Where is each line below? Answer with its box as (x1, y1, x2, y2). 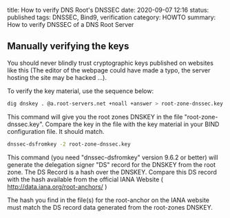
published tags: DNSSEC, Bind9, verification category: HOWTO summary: (7, 13, 216, 21)
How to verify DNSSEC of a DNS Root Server (7, 21, 134, 28)
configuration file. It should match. (7, 127, 105, 135)
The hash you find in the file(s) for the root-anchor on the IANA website (7, 196, 210, 204)
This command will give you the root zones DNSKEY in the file (7, 112, 183, 121)
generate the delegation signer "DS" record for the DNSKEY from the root (7, 160, 216, 168)
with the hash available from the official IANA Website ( (7, 175, 164, 184)
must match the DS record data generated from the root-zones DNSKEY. (7, 203, 213, 211)
